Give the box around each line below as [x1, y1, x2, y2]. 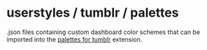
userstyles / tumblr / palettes [6, 5, 179, 21]
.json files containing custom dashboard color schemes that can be [6, 28, 201, 36]
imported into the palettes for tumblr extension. [6, 35, 143, 43]
